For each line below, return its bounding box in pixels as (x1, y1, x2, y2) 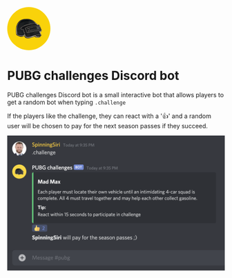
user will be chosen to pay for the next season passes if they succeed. (7, 121, 209, 130)
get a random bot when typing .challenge (7, 98, 126, 106)
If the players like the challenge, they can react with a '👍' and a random (7, 112, 212, 120)
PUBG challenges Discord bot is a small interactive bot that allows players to (7, 90, 224, 99)
